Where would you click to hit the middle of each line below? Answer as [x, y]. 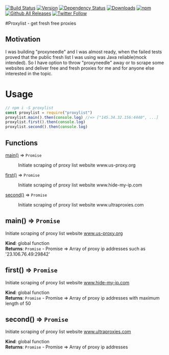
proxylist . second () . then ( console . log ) [46, 127]
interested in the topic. [29, 73]
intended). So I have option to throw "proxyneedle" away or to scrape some [85, 62]
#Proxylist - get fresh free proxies [41, 23]
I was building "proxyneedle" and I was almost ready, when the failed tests [84, 52]
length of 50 [18, 303]
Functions [22, 143]
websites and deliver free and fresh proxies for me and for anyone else [80, 68]
